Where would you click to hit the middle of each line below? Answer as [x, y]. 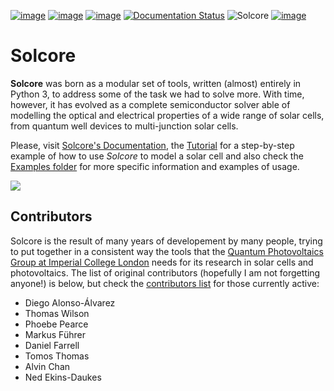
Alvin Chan [47, 366]
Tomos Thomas [57, 356]
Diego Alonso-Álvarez [70, 302]
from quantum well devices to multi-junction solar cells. [124, 126]
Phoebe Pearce [56, 324]
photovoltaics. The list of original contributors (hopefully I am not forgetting [165, 272]
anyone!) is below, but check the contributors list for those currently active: [165, 283]
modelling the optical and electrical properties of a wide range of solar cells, [167, 115]
